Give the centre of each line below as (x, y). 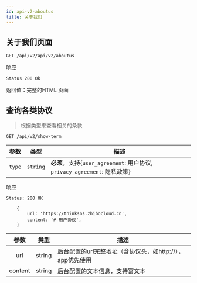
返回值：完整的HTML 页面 (37, 90)
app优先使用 (75, 260)
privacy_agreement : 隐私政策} (91, 172)
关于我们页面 (29, 42)
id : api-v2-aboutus (30, 11)
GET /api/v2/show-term (34, 137)
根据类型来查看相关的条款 (51, 126)
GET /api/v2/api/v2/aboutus (40, 56)
